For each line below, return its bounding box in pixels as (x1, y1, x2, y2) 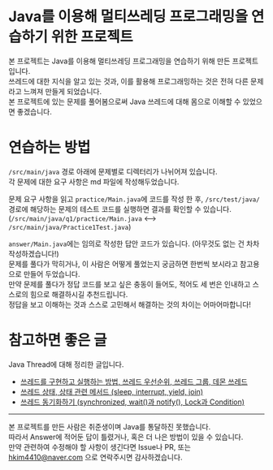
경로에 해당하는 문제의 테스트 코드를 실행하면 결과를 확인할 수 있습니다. (8, 204, 232, 213)
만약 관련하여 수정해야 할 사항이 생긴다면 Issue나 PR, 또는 (8, 442, 191, 451)
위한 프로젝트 (50, 28, 134, 46)
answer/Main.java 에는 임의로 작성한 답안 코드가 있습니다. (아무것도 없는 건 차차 (8, 239, 260, 248)
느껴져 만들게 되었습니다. (23, 86, 102, 96)
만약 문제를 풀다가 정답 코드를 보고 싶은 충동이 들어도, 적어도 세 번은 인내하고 (8, 279, 251, 289)
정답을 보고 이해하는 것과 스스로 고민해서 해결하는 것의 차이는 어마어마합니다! (8, 300, 252, 309)
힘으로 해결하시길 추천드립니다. (29, 289, 128, 299)
